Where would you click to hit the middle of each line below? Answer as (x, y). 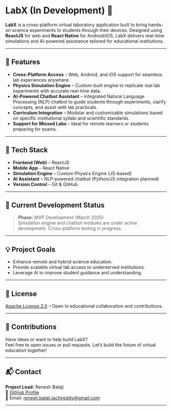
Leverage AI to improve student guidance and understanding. (77, 273)
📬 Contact (23, 372)
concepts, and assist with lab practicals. (55, 107)
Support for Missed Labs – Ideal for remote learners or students (81, 123)
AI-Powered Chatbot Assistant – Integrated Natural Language (79, 96)
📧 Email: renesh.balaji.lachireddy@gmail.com (53, 398)
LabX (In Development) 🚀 (59, 11)
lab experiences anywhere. (41, 80)
